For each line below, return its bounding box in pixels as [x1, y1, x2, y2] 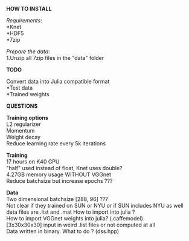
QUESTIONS [6, 102, 38, 110]
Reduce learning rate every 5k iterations [6, 140, 106, 147]
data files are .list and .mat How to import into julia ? [6, 208, 135, 216]
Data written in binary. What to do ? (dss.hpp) [6, 228, 120, 235]
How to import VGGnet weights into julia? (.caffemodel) [6, 215, 144, 222]
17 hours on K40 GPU [6, 158, 60, 165]
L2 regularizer [6, 120, 41, 128]
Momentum [6, 127, 35, 134]
